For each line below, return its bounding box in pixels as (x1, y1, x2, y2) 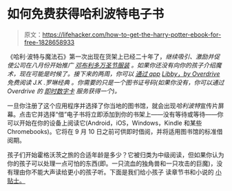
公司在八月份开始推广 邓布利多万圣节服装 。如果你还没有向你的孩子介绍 (12, 61, 215, 69)
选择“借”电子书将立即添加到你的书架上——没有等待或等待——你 (43, 110, 224, 118)
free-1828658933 (23, 38, 74, 46)
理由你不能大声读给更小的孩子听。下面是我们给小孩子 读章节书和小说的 (12, 168, 214, 176)
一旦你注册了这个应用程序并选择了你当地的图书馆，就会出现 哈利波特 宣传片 (7, 101, 218, 110)
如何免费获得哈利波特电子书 (7, 6, 165, 22)
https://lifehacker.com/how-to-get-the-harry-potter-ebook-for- (42, 30, 222, 39)
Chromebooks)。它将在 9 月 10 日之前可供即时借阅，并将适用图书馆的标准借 (7, 127, 223, 135)
